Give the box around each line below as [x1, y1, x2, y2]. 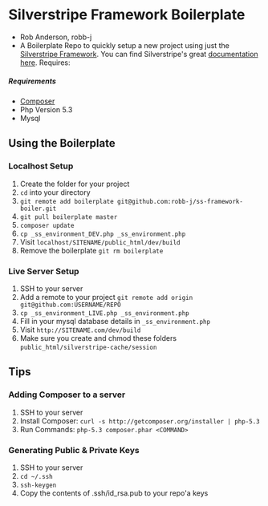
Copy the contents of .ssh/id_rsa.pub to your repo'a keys [19, 488, 209, 498]
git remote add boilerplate [19, 197, 114, 205]
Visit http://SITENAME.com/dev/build [19, 325, 141, 334]
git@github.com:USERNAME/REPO [19, 301, 122, 309]
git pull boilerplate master [19, 213, 118, 221]
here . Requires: [19, 58, 71, 67]
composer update [19, 221, 75, 229]
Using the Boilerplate [8, 136, 116, 150]
